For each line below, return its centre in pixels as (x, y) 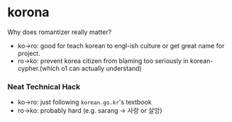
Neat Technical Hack (44, 87)
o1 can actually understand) (101, 68)
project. (29, 53)
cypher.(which (39, 68)
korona (28, 12)
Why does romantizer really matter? (60, 32)
